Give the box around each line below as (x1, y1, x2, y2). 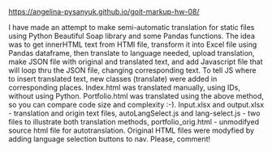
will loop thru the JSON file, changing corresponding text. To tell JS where (8, 65, 257, 75)
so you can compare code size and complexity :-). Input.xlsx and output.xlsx (8, 100, 265, 109)
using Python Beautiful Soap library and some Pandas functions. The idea (8, 32, 256, 40)
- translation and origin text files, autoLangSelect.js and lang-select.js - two (8, 108, 261, 118)
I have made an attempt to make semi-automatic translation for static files (8, 23, 255, 32)
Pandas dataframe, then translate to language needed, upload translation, (8, 49, 255, 57)
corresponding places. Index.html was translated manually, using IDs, (8, 82, 241, 92)
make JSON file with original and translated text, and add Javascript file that (8, 57, 263, 66)
